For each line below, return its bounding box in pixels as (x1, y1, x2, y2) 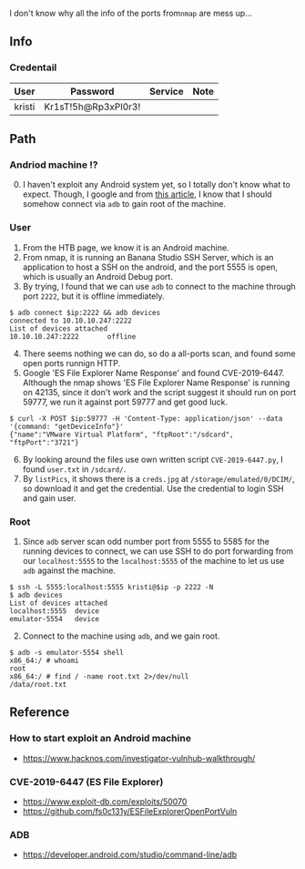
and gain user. (22, 492, 76, 504)
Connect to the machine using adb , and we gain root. (22, 630, 220, 641)
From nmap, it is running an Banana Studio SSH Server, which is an (22, 251, 274, 262)
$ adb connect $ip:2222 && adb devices (9, 308, 161, 317)
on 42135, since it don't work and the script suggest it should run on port (22, 386, 297, 397)
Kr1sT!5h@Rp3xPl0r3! (44, 100, 141, 113)
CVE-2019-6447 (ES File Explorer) (9, 775, 164, 788)
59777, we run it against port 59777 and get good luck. (22, 396, 229, 407)
